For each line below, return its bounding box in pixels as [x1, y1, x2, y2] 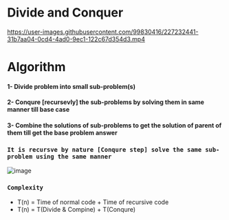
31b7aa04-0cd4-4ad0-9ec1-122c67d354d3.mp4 [7, 34, 146, 43]
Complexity [7, 184, 43, 192]
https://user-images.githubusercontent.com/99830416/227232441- [7, 28, 199, 36]
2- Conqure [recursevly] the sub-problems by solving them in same [7, 98, 205, 106]
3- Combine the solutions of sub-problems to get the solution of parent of [7, 121, 222, 129]
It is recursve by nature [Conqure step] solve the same [7, 146, 202, 153]
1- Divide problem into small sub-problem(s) [7, 82, 136, 90]
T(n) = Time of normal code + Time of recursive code [17, 198, 169, 206]
